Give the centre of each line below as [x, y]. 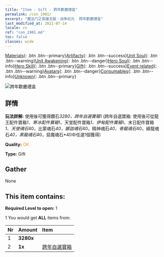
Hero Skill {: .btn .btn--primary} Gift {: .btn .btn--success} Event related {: [86, 66]
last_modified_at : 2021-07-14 [36, 23]
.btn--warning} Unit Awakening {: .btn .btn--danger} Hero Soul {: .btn [73, 61]
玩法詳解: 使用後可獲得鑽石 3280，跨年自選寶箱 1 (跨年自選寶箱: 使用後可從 [80, 116]
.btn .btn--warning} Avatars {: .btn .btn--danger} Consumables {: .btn [73, 71]
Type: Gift [15, 154]
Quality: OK [17, 144]
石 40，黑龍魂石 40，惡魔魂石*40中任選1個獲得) [53, 134]
